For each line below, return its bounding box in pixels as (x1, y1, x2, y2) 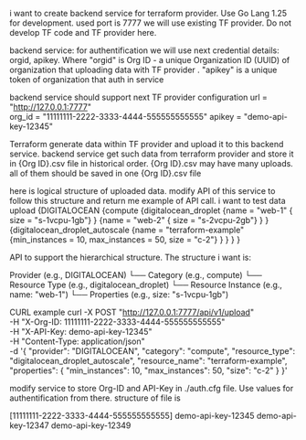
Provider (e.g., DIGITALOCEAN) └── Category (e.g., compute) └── (9, 270, 262, 280)
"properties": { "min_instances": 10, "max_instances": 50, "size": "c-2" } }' (9, 365, 288, 376)
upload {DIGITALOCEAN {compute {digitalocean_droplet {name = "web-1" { (9, 205, 293, 216)
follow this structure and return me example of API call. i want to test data (9, 196, 286, 206)
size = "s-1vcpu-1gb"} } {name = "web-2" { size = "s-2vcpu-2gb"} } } (9, 215, 269, 225)
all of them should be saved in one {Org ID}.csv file (9, 168, 202, 178)
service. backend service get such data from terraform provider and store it (9, 148, 294, 159)
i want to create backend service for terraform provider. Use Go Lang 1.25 (9, 8, 288, 18)
